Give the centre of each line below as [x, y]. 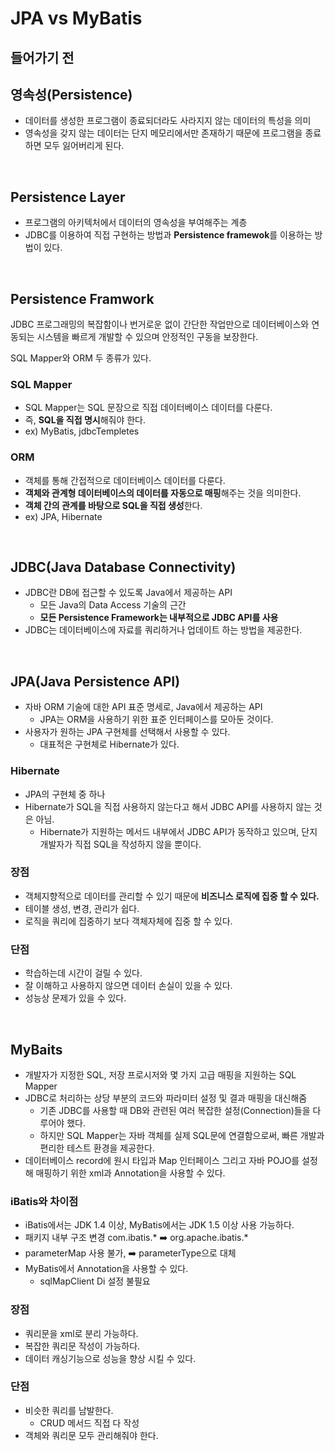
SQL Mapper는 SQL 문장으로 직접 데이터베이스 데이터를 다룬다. [148, 408]
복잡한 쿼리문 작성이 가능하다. [82, 1346]
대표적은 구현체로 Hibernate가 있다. [109, 744]
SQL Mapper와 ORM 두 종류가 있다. [81, 358]
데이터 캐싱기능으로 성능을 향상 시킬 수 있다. [110, 1358]
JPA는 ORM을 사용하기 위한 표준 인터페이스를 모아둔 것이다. [156, 719]
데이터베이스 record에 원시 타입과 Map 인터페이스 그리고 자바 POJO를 [162, 1160]
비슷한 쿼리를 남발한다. [69, 1410]
